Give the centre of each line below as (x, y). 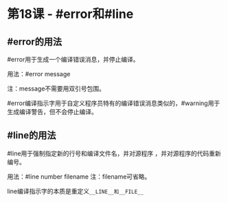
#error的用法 (35, 42)
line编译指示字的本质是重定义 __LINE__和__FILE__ (76, 191)
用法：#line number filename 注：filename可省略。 (79, 177)
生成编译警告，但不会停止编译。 (52, 112)
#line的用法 (32, 136)
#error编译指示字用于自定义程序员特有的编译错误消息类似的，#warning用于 (114, 103)
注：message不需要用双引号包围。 (56, 89)
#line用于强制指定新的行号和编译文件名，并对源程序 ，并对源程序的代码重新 (114, 153)
